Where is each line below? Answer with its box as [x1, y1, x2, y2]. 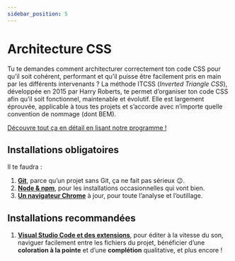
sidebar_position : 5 [7, 10, 69, 18]
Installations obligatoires [7, 143, 119, 156]
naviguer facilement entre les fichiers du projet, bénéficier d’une [17, 238, 205, 247]
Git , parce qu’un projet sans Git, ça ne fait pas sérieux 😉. [17, 177, 185, 185]
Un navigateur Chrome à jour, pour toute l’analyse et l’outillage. [17, 191, 203, 200]
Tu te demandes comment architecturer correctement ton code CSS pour [7, 65, 221, 73]
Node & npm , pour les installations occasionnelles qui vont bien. [17, 184, 205, 192]
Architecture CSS [7, 40, 112, 57]
